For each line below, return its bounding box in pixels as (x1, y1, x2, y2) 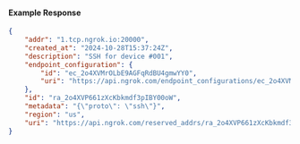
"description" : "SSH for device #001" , (24, 52, 174, 61)
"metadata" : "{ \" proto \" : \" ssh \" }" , (24, 102, 166, 111)
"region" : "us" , (24, 110, 86, 119)
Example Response (8, 7, 81, 18)
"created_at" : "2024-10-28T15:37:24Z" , (24, 43, 174, 53)
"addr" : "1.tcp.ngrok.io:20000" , (24, 36, 150, 45)
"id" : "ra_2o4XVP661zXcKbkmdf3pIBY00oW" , (24, 94, 181, 103)
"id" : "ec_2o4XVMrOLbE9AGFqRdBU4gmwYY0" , (40, 68, 198, 78)
